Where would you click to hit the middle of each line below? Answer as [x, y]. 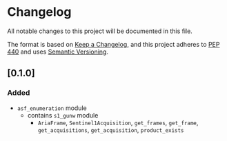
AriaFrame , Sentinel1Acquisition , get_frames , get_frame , [118, 122]
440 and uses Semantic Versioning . [58, 52]
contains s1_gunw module [63, 115]
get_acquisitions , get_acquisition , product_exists [111, 130]
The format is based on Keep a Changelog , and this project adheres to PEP [113, 44]
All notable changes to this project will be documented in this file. [100, 31]
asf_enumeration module [52, 108]
